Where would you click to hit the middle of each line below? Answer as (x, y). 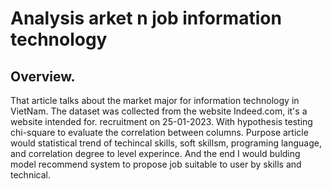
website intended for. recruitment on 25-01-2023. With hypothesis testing (161, 121)
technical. (30, 175)
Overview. (43, 76)
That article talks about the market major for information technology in (155, 100)
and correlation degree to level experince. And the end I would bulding (155, 153)
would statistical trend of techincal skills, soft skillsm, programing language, (166, 143)
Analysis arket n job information (146, 18)
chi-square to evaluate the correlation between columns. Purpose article (159, 132)
